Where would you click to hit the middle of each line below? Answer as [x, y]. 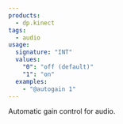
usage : [19, 45]
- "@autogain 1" [50, 89]
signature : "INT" [44, 52]
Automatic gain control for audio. [62, 111]
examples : [31, 81]
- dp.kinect [35, 23]
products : [25, 15]
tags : [17, 30]
